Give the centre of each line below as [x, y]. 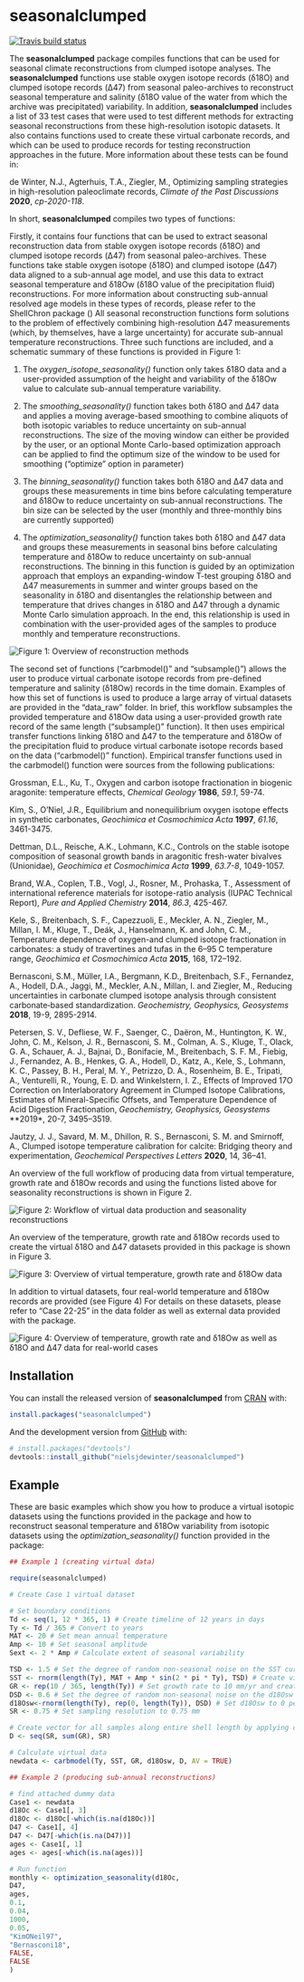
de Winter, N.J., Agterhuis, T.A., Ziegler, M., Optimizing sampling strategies [149, 181]
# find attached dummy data [62, 1794]
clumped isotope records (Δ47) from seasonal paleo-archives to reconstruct [152, 87]
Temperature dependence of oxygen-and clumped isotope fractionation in [148, 939]
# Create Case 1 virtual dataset [72, 1594]
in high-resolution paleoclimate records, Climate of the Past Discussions [144, 191]
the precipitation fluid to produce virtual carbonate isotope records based [146, 746]
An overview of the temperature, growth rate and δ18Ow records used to [145, 1236]
